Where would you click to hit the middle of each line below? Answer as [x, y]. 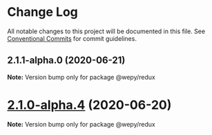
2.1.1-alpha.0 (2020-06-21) [66, 61]
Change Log [42, 12]
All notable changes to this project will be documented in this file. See [106, 31]
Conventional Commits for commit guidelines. [72, 38]
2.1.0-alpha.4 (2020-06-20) [89, 105]
